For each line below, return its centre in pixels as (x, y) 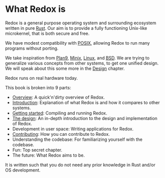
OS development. (23, 170)
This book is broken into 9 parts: (38, 87)
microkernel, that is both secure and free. (47, 33)
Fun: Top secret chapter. (37, 150)
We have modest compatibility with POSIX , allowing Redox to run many (78, 43)
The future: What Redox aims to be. (49, 155)
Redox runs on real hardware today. (42, 78)
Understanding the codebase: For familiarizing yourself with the (77, 139)
